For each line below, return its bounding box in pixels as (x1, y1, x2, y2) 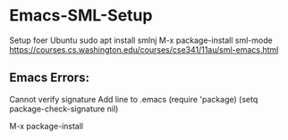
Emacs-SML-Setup (9, 5, 153, 26)
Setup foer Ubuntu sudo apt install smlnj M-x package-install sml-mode (9, 35, 273, 45)
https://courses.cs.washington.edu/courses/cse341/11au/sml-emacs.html (9, 44, 279, 54)
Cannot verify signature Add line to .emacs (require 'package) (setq (9, 94, 258, 104)
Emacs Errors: (9, 70, 89, 86)
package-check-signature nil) (9, 103, 119, 114)
